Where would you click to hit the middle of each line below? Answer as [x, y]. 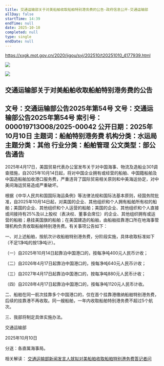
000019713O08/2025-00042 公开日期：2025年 [79, 127]
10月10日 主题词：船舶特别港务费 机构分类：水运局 [81, 136]
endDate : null [20, 42]
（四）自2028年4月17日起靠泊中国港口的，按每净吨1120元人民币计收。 [76, 284]
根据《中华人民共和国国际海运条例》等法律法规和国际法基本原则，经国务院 [80, 195]
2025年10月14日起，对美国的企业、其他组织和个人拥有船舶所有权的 [85, 201]
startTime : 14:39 [23, 19]
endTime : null [20, 23]
